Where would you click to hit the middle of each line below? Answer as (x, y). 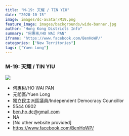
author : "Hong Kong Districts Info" (44, 29)
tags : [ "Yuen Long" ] (27, 48)
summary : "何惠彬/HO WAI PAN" (36, 33)
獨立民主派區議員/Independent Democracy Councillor (68, 100)
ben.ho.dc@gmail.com (36, 112)
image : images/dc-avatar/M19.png (40, 19)
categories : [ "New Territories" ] (40, 43)
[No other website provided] (42, 122)
